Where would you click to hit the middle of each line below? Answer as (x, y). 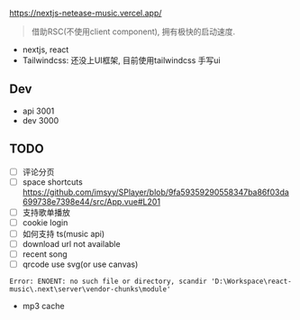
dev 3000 (41, 120)
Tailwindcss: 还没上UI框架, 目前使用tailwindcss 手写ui (121, 60)
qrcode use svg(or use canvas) (80, 264)
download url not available (71, 243)
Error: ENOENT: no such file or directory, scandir (108, 282)
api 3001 (38, 111)
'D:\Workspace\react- (251, 282)
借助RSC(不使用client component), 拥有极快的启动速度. (133, 32)
